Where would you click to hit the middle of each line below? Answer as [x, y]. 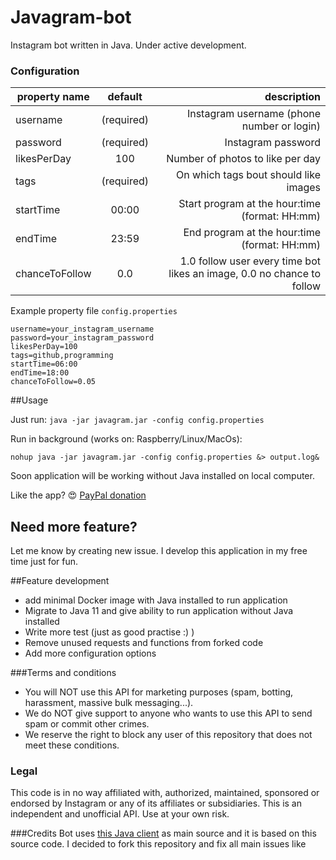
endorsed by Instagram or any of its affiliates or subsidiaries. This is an [156, 803]
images [303, 188]
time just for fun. [44, 562]
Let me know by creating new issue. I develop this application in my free [159, 551]
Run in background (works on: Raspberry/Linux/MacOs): [126, 439]
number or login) [281, 126]
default [125, 97]
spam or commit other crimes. [87, 724]
